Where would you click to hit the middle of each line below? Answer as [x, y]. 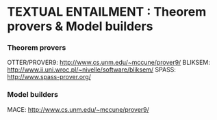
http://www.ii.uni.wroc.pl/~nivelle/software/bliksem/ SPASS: [92, 70]
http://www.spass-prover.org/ [49, 77]
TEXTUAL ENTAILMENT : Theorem [107, 12]
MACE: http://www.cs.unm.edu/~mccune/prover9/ [78, 109]
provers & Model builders [80, 26]
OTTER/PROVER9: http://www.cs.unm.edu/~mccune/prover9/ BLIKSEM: [109, 63]
